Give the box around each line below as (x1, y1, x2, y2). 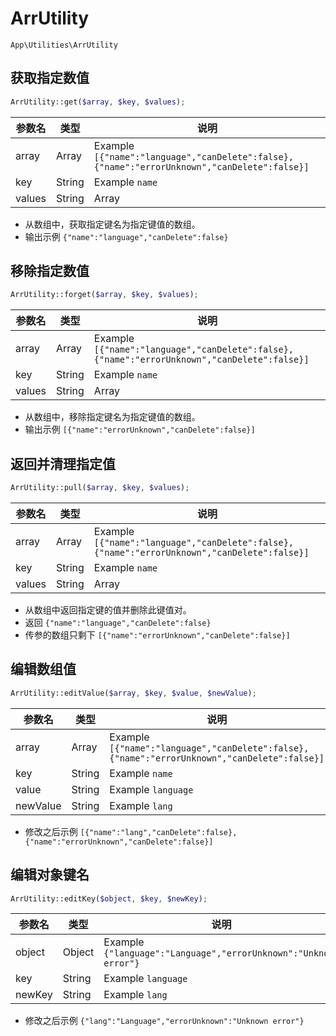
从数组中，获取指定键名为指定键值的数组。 (24, 218, 201, 230)
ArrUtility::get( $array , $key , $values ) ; (10, 97, 186, 107)
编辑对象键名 (10, 867, 90, 884)
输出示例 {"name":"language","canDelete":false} (24, 230, 229, 242)
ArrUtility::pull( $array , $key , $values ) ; (10, 483, 190, 493)
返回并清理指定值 (10, 455, 116, 472)
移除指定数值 (10, 263, 90, 280)
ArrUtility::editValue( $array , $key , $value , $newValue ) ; (10, 688, 257, 698)
